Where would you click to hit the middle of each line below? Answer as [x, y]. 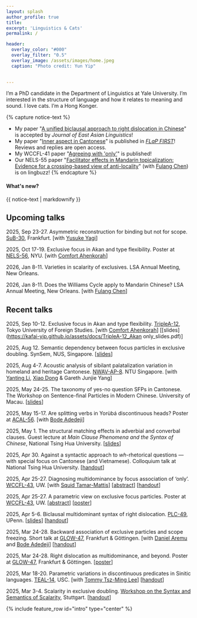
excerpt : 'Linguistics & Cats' [44, 28]
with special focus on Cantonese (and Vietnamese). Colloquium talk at [91, 461]
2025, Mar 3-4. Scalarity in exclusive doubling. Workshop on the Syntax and [98, 591]
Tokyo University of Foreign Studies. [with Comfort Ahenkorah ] [82, 330]
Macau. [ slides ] [25, 402]
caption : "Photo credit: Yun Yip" [54, 66]
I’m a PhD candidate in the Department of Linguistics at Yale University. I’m [96, 93]
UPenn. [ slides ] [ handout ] [37, 520]
